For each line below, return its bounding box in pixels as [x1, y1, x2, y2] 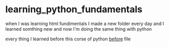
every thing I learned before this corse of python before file [5, 36, 131, 42]
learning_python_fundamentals [5, 4, 143, 15]
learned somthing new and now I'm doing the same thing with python [5, 26, 152, 32]
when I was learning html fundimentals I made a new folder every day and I [5, 20, 164, 27]
